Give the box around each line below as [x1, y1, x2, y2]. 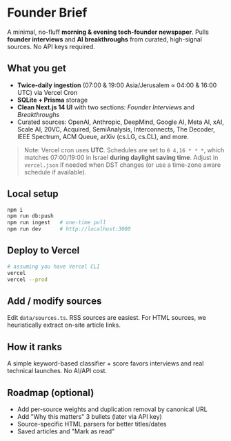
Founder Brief [7, 5, 88, 21]
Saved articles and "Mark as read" [17, 427, 115, 435]
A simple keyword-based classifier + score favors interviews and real [7, 359, 204, 368]
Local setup [7, 188, 59, 200]
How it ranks [7, 341, 62, 352]
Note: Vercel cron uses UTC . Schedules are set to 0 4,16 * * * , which [23, 145, 225, 154]
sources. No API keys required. [7, 42, 95, 51]
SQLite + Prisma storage [17, 96, 88, 104]
